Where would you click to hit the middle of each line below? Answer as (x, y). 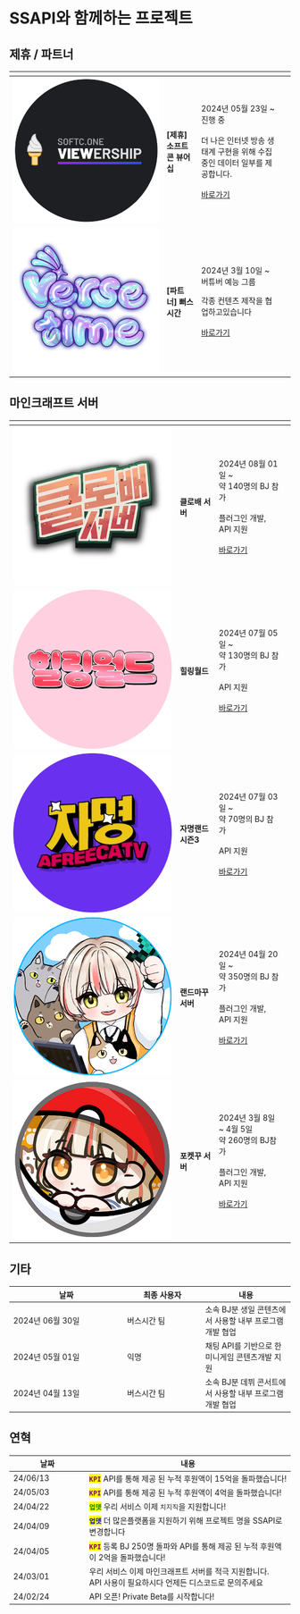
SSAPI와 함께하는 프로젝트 (101, 18)
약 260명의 (238, 1140)
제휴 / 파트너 (42, 54)
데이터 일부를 (240, 163)
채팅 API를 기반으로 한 (243, 1346)
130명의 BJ (248, 656)
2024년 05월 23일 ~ (237, 108)
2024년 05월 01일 (46, 1357)
